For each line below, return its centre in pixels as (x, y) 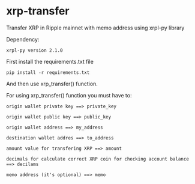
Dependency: (23, 39)
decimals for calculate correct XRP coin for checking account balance (97, 159)
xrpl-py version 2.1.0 (34, 50)
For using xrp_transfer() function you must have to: (69, 95)
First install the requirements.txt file (50, 61)
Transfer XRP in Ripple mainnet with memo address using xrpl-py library (95, 28)
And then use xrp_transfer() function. (52, 84)
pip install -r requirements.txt (48, 72)
